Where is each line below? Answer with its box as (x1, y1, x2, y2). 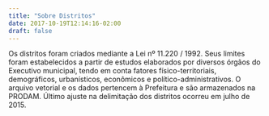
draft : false (8, 27, 53, 35)
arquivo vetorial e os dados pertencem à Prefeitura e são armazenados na (8, 83, 256, 93)
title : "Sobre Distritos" (8, 11, 96, 20)
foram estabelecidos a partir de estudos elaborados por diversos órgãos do (8, 57, 261, 67)
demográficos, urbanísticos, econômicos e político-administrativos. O (8, 74, 241, 85)
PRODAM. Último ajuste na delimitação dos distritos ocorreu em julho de (8, 92, 250, 101)
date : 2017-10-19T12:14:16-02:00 (8, 19, 122, 27)
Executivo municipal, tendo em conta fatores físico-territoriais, (8, 66, 217, 76)
